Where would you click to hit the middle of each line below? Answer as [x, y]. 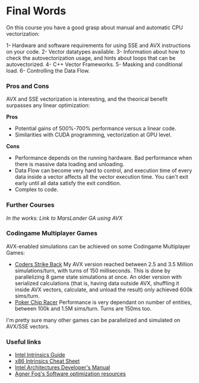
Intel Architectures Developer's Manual [62, 368]
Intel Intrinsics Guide [40, 355]
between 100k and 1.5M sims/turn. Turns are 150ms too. [83, 309]
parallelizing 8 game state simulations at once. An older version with [98, 277]
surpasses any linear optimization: [48, 105]
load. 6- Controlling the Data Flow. [48, 70]
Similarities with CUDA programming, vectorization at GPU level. [93, 135]
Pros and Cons [28, 86]
